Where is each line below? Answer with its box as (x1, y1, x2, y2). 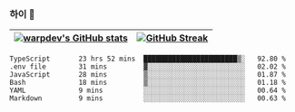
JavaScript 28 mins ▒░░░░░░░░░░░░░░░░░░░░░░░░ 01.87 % (9, 70, 286, 79)
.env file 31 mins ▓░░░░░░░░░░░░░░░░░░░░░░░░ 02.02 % (9, 62, 286, 71)
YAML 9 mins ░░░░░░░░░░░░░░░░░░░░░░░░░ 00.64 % (9, 86, 286, 96)
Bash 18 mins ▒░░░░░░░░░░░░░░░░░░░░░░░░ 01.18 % (9, 79, 286, 88)
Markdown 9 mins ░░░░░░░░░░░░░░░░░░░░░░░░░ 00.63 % (9, 94, 286, 103)
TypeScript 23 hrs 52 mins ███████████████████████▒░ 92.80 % (9, 54, 286, 64)
